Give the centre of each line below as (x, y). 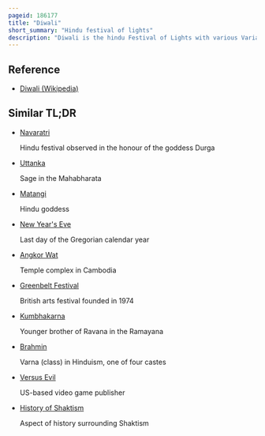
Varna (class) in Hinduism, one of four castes (93, 362)
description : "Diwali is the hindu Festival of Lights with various (123, 38)
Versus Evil (38, 377)
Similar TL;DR (42, 113)
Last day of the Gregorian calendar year (84, 239)
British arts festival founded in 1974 (77, 300)
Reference (34, 69)
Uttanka (32, 163)
